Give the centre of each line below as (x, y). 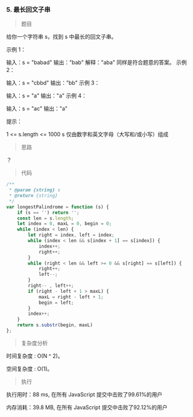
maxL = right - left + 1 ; (71, 297)
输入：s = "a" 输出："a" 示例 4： (47, 96)
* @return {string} (33, 196)
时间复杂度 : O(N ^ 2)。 (35, 356)
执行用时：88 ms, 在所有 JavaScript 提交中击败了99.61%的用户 (84, 394)
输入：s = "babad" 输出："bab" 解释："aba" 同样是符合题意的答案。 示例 (96, 62)
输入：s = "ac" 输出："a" (37, 109)
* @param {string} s (35, 190)
